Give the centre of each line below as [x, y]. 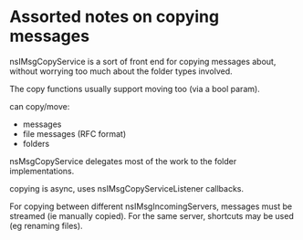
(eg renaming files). [47, 225]
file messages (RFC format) [74, 133]
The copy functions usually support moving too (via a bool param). [135, 89]
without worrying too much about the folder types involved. [121, 71]
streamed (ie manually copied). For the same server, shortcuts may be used [151, 215]
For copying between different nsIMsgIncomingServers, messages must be [151, 206]
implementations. [42, 171]
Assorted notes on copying [115, 17]
